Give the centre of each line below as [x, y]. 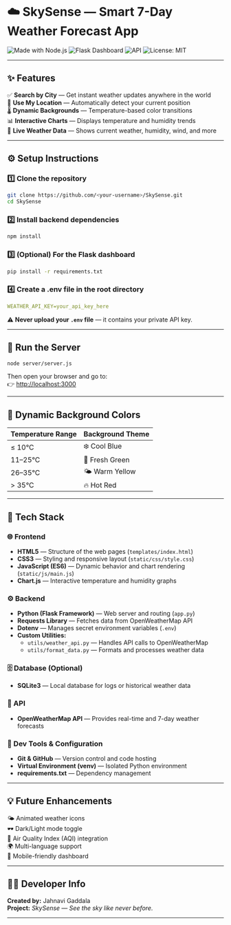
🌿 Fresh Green [107, 460]
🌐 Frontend [26, 537]
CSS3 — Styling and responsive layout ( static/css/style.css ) [106, 559]
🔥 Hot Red [100, 485]
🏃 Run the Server [44, 347]
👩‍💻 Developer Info [46, 884]
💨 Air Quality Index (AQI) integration [58, 838]
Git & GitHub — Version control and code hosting [87, 759]
